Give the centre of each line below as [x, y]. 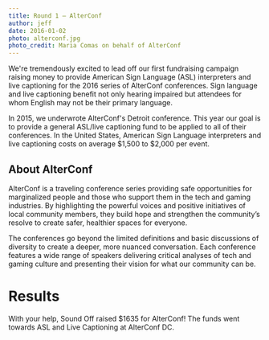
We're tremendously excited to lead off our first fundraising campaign [124, 68]
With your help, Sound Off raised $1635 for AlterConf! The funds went [124, 318]
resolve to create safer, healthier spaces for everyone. [98, 223]
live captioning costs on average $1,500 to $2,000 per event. [109, 144]
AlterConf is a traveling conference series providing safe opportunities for [130, 188]
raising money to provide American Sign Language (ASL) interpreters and [130, 77]
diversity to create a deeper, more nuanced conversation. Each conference [132, 247]
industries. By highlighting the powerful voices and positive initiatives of [127, 205]
